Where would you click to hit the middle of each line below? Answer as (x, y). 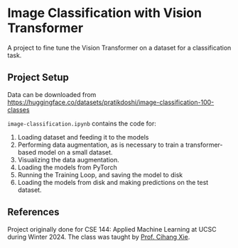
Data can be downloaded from (52, 94)
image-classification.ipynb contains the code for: (82, 123)
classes (18, 109)
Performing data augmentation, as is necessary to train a (101, 145)
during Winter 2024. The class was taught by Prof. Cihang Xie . (99, 237)
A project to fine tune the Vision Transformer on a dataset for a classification (119, 47)
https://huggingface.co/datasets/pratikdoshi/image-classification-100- (111, 102)
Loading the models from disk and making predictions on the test (113, 182)
